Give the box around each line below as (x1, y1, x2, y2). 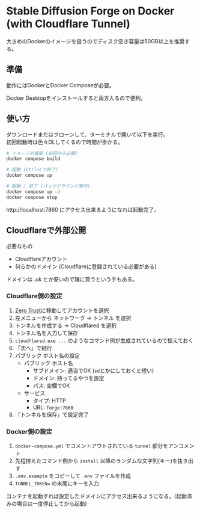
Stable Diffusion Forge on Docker (6, 4, 175, 18)
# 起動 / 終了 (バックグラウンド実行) (6, 183, 91, 189)
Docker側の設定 (6, 427, 53, 435)
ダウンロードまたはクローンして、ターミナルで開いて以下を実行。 (6, 131, 169, 138)
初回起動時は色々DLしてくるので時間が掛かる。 (6, 138, 123, 146)
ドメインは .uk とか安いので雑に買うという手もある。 (6, 275, 138, 283)
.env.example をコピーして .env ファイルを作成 (14, 472, 131, 479)
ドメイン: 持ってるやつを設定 (32, 374, 105, 381)
